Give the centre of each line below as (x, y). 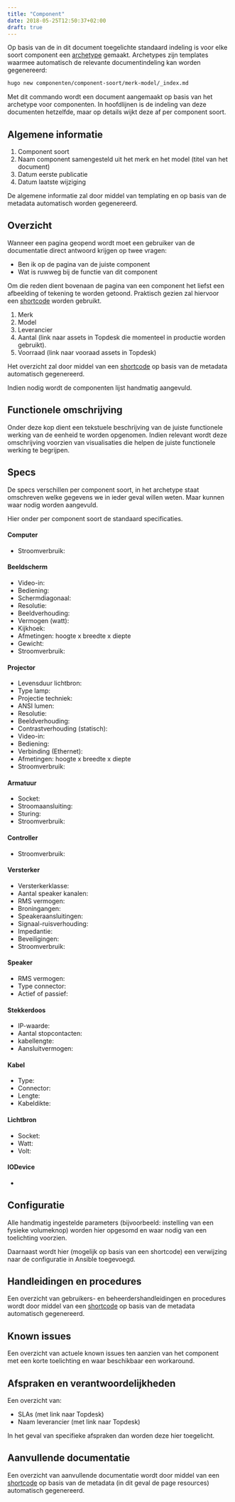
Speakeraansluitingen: (50, 916)
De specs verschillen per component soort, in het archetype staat (103, 490)
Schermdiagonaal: (44, 598)
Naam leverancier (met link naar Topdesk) (79, 1421)
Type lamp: (34, 691)
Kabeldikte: (34, 1104)
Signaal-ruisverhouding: (53, 923)
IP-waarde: (34, 1026)
